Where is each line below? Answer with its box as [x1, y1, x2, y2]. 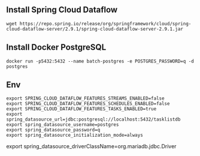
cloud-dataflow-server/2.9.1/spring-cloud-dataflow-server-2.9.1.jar [6, 26, 184, 32]
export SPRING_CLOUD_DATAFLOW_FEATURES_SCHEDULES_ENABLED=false [6, 101, 170, 107]
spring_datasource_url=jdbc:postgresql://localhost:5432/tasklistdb [6, 116, 181, 122]
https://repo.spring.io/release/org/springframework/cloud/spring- [19, 20, 192, 26]
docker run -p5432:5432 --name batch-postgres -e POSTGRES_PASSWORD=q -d [6, 58, 195, 64]
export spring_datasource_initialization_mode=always [6, 132, 144, 139]
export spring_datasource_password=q [6, 127, 101, 133]
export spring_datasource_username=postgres [6, 122, 119, 128]
